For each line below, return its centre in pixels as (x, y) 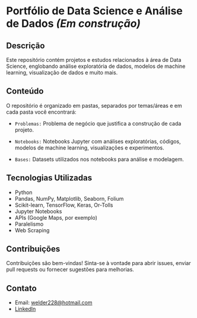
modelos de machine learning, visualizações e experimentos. (89, 148)
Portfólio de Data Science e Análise (94, 11)
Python (23, 192)
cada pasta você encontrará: (41, 112)
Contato (21, 288)
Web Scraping (32, 230)
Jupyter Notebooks (38, 211)
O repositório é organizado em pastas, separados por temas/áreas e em (94, 105)
